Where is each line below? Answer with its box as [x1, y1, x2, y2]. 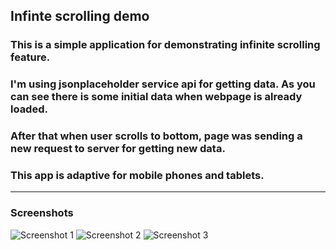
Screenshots [10, 206, 74, 220]
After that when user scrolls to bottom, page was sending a [10, 129, 303, 143]
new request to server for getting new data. [10, 142, 226, 156]
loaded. [10, 102, 48, 116]
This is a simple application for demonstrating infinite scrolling [10, 38, 321, 52]
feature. [10, 50, 51, 64]
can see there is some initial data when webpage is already [10, 90, 303, 104]
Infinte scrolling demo [10, 8, 150, 25]
